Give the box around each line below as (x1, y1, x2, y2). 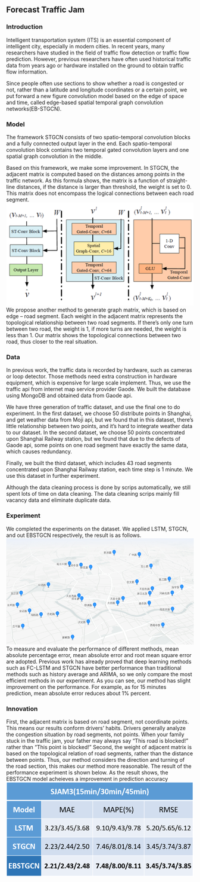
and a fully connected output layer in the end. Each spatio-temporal (6, 140, 172, 147)
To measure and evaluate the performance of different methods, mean (6, 645, 179, 652)
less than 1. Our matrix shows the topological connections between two (6, 332, 182, 339)
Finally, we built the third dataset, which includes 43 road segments (6, 460, 172, 467)
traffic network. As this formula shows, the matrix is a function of (6, 176, 165, 184)
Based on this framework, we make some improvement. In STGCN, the (6, 164, 179, 171)
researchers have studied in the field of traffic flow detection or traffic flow (6, 49, 189, 56)
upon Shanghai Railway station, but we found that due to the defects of (6, 435, 180, 442)
